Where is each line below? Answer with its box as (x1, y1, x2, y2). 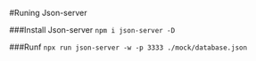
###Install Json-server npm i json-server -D (9, 25, 176, 34)
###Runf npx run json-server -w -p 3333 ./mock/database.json (9, 42, 248, 52)
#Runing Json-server (9, 8, 87, 18)
